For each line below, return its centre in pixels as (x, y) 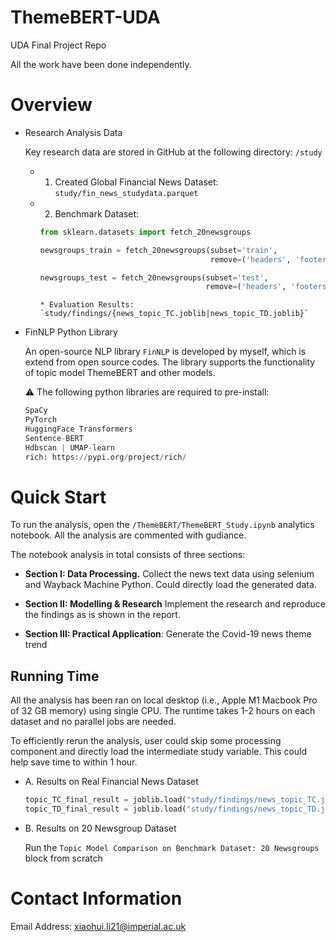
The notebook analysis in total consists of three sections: (128, 555)
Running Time (55, 676)
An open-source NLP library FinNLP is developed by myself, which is (165, 352)
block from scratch (63, 858)
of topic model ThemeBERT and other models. (120, 373)
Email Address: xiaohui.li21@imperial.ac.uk (98, 926)
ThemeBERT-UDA (85, 17)
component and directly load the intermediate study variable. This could (159, 752)
